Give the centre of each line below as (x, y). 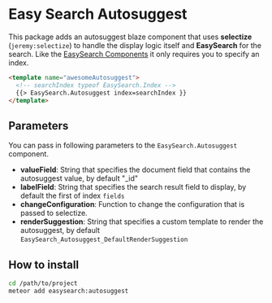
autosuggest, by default (60, 231)
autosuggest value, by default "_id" (79, 178)
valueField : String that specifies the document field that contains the (135, 170)
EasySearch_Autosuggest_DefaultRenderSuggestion (104, 240)
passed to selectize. (54, 213)
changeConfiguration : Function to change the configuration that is (132, 204)
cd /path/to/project (43, 283)
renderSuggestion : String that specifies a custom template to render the (142, 222)
